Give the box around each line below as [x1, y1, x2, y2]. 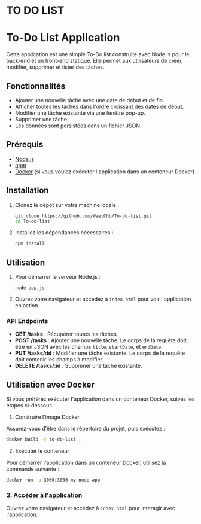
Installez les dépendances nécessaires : [14, 229, 114, 236]
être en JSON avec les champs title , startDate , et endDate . [14, 343, 163, 351]
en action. [14, 301, 40, 309]
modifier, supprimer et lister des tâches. [6, 63, 105, 71]
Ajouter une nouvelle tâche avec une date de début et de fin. [14, 96, 165, 103]
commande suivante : [6, 465, 60, 473]
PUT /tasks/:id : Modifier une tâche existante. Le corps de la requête [14, 349, 185, 357]
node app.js [14, 285, 45, 291]
